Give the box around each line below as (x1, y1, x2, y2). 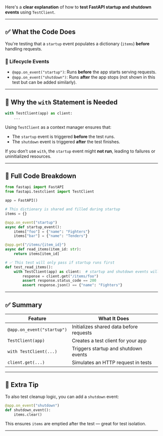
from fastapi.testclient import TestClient (5, 189, 95, 194)
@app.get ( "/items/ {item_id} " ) (5, 242, 66, 247)
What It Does (98, 315, 130, 322)
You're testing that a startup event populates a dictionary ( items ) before (5, 41, 149, 47)
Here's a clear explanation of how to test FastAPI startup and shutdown (5, 4, 152, 10)
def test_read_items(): (5, 265, 53, 269)
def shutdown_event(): (5, 407, 51, 412)
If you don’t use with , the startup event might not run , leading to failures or (5, 148, 156, 154)
